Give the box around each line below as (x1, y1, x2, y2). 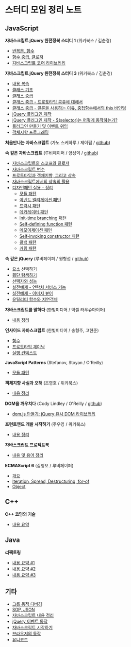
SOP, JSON (12, 607, 35, 612)
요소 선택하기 (12, 266, 37, 272)
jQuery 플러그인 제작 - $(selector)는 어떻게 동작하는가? (12, 117, 118, 123)
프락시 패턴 (19, 203, 40, 209)
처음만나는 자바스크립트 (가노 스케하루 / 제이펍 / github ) (5, 140, 111, 145)
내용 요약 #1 (12, 560, 35, 565)
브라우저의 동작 (12, 630, 41, 637)
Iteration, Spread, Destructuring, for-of (12, 478, 90, 484)
